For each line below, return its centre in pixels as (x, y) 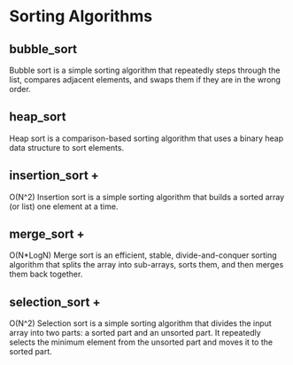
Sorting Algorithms (81, 16)
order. (20, 89)
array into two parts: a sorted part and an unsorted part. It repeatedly (135, 333)
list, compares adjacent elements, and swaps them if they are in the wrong (145, 80)
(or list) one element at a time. (64, 206)
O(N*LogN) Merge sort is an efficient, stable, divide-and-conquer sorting (143, 255)
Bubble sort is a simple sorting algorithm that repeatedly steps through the (145, 70)
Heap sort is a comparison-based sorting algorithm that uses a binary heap (146, 138)
